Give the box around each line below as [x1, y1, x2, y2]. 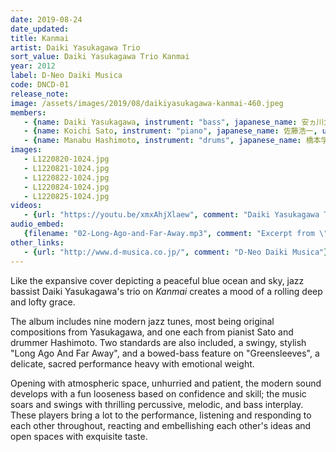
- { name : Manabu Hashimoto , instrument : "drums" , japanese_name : [23, 136, 302, 146]
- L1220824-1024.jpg [23, 182, 110, 192]
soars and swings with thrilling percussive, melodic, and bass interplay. [10, 398, 304, 410]
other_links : [10, 237, 65, 248]
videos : [10, 201, 43, 211]
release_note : [10, 89, 70, 99]
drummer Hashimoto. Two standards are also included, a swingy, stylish [10, 336, 307, 348]
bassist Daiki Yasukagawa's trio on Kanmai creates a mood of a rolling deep [10, 285, 323, 297]
